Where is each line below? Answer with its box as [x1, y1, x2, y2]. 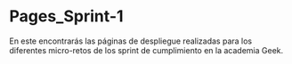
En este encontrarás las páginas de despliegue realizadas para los [9, 36, 252, 46]
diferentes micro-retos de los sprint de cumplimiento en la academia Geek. [9, 44, 284, 55]
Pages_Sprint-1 [9, 6, 124, 27]
